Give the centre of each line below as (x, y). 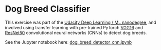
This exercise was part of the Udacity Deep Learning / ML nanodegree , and (81, 22)
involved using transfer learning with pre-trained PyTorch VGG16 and (74, 27)
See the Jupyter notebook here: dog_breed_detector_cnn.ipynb (69, 42)
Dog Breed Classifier (48, 9)
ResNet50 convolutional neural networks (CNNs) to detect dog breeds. (76, 33)
